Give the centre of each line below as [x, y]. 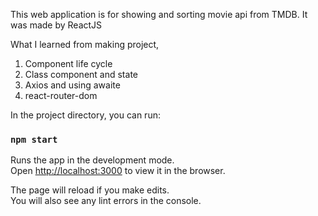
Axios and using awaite [72, 85]
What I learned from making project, [85, 44]
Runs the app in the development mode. [92, 160]
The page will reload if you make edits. [90, 190]
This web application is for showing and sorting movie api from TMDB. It [159, 14]
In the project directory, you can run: [85, 115]
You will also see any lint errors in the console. [106, 201]
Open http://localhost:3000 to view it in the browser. [118, 171]
